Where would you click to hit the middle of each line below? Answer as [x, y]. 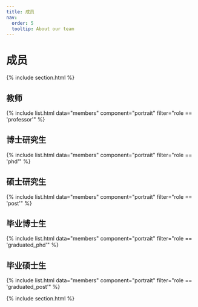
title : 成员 [20, 12]
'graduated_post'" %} [33, 287]
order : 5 [23, 23]
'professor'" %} [26, 119]
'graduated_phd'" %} [33, 245]
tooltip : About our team [43, 29]
